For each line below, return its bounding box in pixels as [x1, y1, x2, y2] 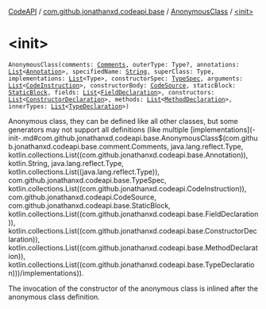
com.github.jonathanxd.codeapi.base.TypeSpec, [8, 175, 167, 185]
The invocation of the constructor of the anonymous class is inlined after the [8, 284, 258, 293]
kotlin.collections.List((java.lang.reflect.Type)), [8, 167, 160, 176]
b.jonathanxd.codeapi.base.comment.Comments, [8, 141, 169, 151]
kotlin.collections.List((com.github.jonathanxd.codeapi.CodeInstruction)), [8, 183, 247, 193]
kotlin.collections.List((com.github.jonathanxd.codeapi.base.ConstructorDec [8, 226, 258, 235]
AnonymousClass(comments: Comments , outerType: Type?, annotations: [8, 60, 240, 68]
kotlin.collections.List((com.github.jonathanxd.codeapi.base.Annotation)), [8, 150, 249, 160]
